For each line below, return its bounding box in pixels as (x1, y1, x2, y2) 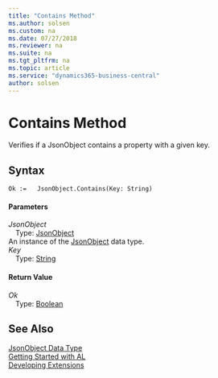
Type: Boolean (15, 298, 64, 308)
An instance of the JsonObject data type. (8, 236, 145, 246)
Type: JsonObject (15, 228, 75, 238)
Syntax (8, 163, 45, 177)
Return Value (8, 273, 53, 282)
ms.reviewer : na (8, 42, 63, 50)
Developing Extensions (8, 360, 84, 370)
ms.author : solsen (8, 19, 70, 27)
